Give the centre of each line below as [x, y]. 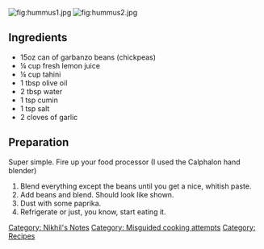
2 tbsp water [41, 91]
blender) [23, 170]
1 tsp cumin [39, 100]
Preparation [39, 142]
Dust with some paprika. [61, 203]
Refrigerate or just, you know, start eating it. [93, 212]
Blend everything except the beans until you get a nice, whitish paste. [136, 186]
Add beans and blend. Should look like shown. [97, 194]
